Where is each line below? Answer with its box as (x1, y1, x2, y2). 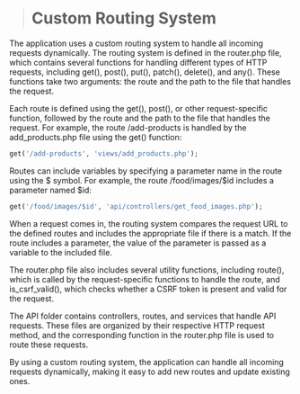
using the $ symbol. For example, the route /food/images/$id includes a (9, 175, 274, 185)
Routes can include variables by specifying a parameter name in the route (9, 166, 283, 176)
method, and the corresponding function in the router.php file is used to (9, 329, 275, 340)
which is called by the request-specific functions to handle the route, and (9, 273, 280, 284)
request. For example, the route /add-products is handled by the (9, 121, 247, 133)
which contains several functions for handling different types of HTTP (9, 57, 268, 67)
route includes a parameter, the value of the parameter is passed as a (9, 237, 267, 248)
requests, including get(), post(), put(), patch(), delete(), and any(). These (9, 67, 280, 77)
